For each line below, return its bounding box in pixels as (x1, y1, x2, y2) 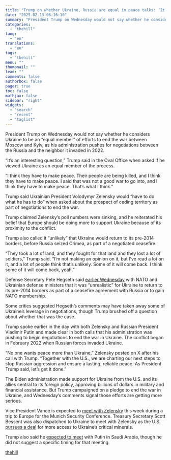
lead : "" (5, 70, 24, 75)
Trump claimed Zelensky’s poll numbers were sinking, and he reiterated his (5, 214, 162, 220)
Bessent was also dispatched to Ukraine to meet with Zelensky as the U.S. (5, 418, 161, 425)
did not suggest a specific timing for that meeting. (5, 439, 110, 445)
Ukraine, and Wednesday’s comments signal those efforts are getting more (5, 392, 162, 398)
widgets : (5, 103, 24, 108)
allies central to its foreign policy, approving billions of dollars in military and (5, 381, 164, 387)
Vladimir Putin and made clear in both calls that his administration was (5, 328, 153, 335)
